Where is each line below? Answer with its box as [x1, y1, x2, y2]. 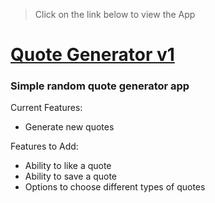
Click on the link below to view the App [34, 9, 196, 20]
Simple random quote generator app [10, 79, 190, 93]
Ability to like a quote [24, 160, 112, 172]
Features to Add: [10, 140, 79, 153]
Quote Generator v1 [10, 44, 175, 66]
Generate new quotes [24, 121, 115, 133]
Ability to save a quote [24, 170, 118, 183]
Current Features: [10, 102, 83, 114]
